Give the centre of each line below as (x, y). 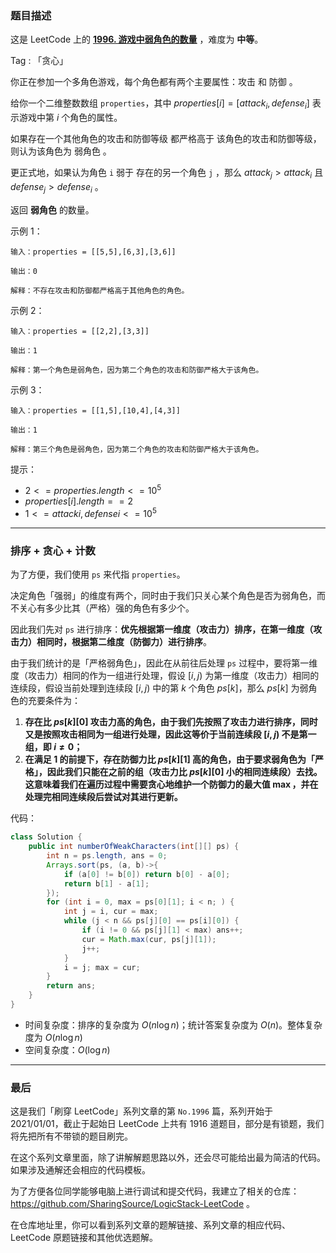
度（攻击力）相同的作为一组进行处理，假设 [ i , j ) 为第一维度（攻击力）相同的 (165, 676)
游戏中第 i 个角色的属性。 (70, 118)
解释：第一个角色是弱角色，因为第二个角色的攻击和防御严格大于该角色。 (137, 370)
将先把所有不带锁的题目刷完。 (71, 1136)
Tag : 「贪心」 (39, 61)
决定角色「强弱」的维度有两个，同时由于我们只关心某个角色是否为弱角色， (163, 596)
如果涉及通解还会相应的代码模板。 (80, 1170)
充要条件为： (54, 701)
